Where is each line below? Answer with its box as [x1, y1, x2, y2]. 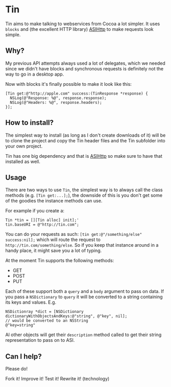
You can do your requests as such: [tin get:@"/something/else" [5, 231, 142, 237]
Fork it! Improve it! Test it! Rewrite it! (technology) [5, 376, 109, 382]
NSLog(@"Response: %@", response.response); [10, 95, 107, 101]
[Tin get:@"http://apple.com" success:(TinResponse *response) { [5, 91, 148, 96]
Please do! [5, 366, 28, 372]
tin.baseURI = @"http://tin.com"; [5, 222, 80, 227]
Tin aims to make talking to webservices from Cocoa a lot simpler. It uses [5, 21, 160, 27]
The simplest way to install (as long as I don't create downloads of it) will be [5, 132, 166, 138]
